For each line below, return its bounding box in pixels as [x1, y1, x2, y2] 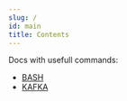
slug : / [8, 13, 38, 23]
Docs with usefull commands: [8, 55, 119, 66]
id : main [8, 22, 41, 31]
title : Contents [8, 30, 69, 39]
